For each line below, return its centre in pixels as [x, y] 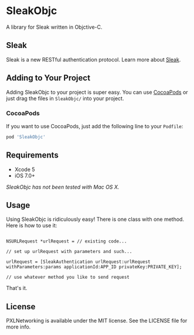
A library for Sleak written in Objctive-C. [54, 27]
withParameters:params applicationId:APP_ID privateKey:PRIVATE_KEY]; [94, 267]
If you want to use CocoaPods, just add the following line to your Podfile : [95, 126]
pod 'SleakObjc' [26, 137]
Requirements [32, 155]
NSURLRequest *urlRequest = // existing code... [67, 241]
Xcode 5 [25, 169]
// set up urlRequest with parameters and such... [69, 252]
